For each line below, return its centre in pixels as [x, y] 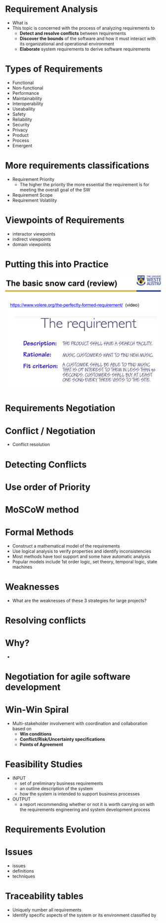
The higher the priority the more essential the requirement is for [84, 184]
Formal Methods [40, 532]
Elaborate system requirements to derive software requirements [85, 49]
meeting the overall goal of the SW [55, 190]
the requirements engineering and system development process [85, 810]
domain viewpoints [31, 244]
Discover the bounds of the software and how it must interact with [88, 39]
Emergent [22, 145]
